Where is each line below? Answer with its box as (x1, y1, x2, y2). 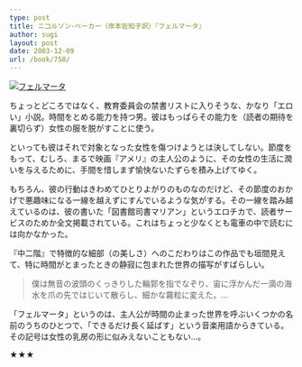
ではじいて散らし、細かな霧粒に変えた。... (70, 289, 228, 300)
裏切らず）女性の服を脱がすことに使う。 (9, 123, 160, 133)
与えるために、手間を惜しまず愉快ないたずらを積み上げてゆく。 (24, 164, 262, 175)
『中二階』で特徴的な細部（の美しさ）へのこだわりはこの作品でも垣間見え (9, 248, 286, 258)
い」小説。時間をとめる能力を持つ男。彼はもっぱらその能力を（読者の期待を (9, 112, 294, 122)
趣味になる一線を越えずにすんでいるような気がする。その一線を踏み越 (32, 195, 294, 206)
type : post (9, 13, 50, 23)
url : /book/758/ (9, 55, 70, 64)
